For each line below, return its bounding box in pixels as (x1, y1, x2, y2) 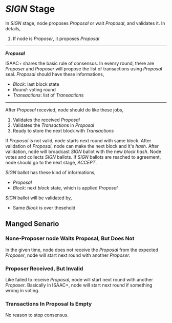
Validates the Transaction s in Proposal (12, 122, 95, 128)
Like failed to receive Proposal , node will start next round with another (5, 276, 154, 282)
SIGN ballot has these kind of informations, (5, 169, 96, 175)
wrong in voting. (5, 287, 40, 293)
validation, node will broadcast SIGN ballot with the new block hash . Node (5, 148, 162, 155)
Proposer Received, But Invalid (5, 265, 83, 272)
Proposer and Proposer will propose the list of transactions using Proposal (5, 65, 162, 72)
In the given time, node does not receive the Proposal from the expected (5, 246, 159, 253)
